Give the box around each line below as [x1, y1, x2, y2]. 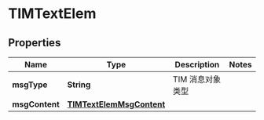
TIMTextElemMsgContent [67, 99, 166, 110]
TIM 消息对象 [172, 74, 222, 85]
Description [174, 60, 220, 70]
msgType [12, 79, 48, 90]
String [67, 79, 91, 90]
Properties [8, 36, 61, 49]
